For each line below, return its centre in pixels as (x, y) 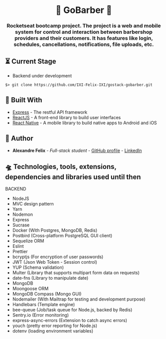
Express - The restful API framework (50, 112)
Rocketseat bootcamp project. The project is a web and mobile (84, 26)
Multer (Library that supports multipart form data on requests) (76, 273)
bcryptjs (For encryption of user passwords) (58, 257)
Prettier (20, 252)
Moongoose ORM (30, 289)
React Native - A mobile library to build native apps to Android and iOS (84, 123)
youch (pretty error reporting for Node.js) (55, 326)
